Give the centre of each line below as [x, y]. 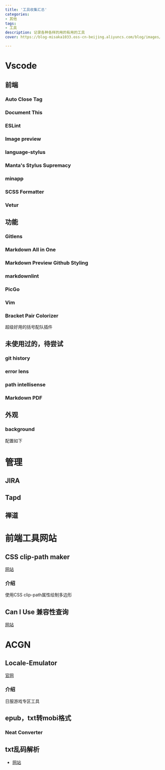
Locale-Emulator [31, 663]
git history [18, 358]
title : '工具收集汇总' [26, 10]
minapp [14, 179]
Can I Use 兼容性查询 [37, 612]
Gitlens [14, 237]
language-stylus [25, 152]
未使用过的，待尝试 [34, 344]
